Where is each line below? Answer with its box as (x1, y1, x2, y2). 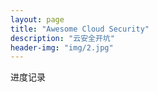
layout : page (10, 14, 65, 25)
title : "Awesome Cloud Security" (10, 24, 150, 34)
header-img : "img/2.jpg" (10, 42, 114, 53)
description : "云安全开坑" (10, 33, 115, 43)
